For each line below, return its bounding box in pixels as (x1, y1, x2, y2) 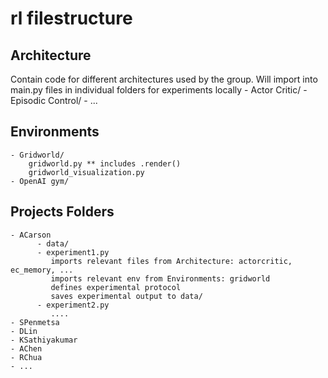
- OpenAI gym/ (10, 176, 70, 186)
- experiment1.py (36, 247, 110, 257)
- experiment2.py (36, 300, 110, 310)
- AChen (10, 343, 43, 354)
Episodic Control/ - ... (10, 95, 98, 106)
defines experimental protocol (50, 282, 182, 292)
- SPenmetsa (10, 317, 60, 327)
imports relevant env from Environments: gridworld (50, 273, 271, 284)
